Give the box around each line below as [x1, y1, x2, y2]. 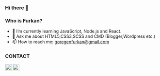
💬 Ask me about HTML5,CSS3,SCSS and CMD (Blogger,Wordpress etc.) [12, 33, 156, 39]
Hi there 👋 [5, 4, 29, 11]
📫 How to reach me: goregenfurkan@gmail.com [12, 39, 110, 45]
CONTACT [5, 53, 30, 60]
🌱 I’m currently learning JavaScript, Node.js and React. [12, 29, 122, 34]
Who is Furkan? [5, 17, 43, 24]
